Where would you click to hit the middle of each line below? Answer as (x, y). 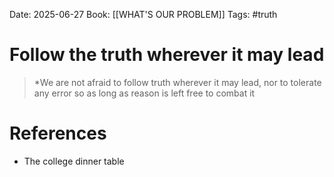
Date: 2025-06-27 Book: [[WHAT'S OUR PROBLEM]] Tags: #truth (143, 14)
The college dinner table (74, 161)
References (58, 133)
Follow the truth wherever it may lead (167, 55)
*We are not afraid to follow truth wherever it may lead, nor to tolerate (177, 82)
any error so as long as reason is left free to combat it (144, 93)
